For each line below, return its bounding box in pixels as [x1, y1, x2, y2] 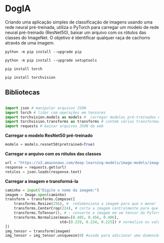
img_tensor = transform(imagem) [5, 228, 71, 234]
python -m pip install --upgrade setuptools [5, 58, 97, 63]
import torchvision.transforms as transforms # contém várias [5, 119, 134, 124]
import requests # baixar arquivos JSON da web [5, 124, 104, 129]
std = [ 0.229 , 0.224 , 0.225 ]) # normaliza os [59, 220, 150, 224]
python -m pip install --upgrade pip [5, 49, 82, 54]
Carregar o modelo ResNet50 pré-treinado [5, 133, 93, 138]
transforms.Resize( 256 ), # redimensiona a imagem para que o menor [14, 201, 156, 206]
